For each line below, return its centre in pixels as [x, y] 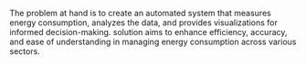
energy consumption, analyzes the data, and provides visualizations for [144, 23]
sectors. [25, 51]
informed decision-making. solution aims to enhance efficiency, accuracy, [148, 32]
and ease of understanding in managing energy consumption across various [153, 41]
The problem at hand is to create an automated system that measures [140, 13]
